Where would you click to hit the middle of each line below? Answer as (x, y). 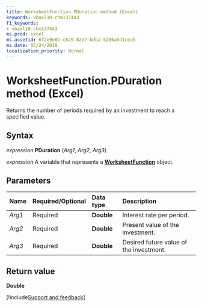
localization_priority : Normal (45, 51)
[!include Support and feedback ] (46, 297)
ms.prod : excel (25, 34)
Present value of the (151, 225)
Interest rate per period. (156, 216)
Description (139, 201)
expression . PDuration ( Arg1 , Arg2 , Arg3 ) (57, 150)
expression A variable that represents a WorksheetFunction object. (90, 162)
